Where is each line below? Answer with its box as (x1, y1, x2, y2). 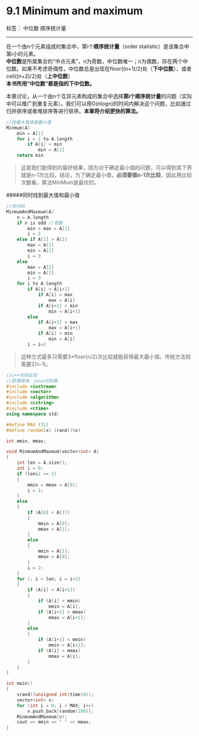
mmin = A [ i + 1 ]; (48, 642, 86, 649)
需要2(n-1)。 (20, 360, 52, 367)
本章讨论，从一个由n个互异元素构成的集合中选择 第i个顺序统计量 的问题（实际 (6, 92, 192, 99)
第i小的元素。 (6, 50, 39, 57)
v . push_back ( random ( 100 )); (27, 708, 94, 714)
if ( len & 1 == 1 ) (17, 471, 57, 477)
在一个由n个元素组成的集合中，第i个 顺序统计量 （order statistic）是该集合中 (6, 43, 190, 50)
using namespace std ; (6, 411, 60, 417)
